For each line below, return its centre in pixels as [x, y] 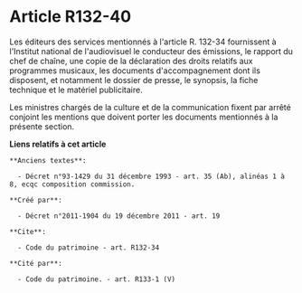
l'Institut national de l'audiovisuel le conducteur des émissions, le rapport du [151, 51]
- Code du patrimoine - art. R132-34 [89, 247]
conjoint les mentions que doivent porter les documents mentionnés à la [144, 117]
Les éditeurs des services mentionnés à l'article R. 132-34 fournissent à [143, 42]
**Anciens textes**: [48, 160]
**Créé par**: [36, 200]
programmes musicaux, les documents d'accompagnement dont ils [135, 71]
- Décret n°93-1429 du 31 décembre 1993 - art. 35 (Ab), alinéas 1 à [151, 176]
